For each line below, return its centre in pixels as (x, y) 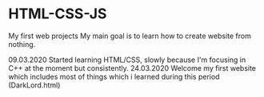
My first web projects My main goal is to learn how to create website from (130, 36)
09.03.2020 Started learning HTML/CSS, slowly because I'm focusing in (127, 60)
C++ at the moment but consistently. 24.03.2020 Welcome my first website (132, 68)
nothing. (22, 44)
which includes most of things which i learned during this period (114, 76)
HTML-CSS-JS (58, 14)
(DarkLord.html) (34, 85)
